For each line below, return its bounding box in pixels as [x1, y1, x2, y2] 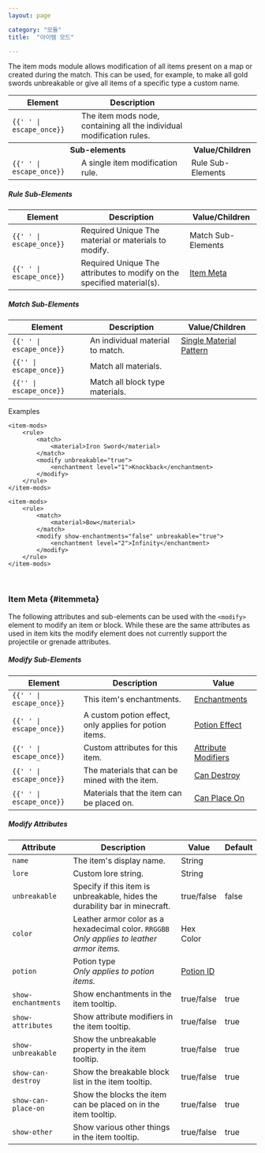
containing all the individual [81, 120, 183, 131]
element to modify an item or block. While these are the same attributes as [8, 620, 251, 629]
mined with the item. [83, 775, 159, 786]
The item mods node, [81, 111, 160, 122]
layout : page [8, 11, 51, 20]
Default [224, 842, 253, 853]
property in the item [73, 1043, 147, 1054]
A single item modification [81, 157, 177, 168]
